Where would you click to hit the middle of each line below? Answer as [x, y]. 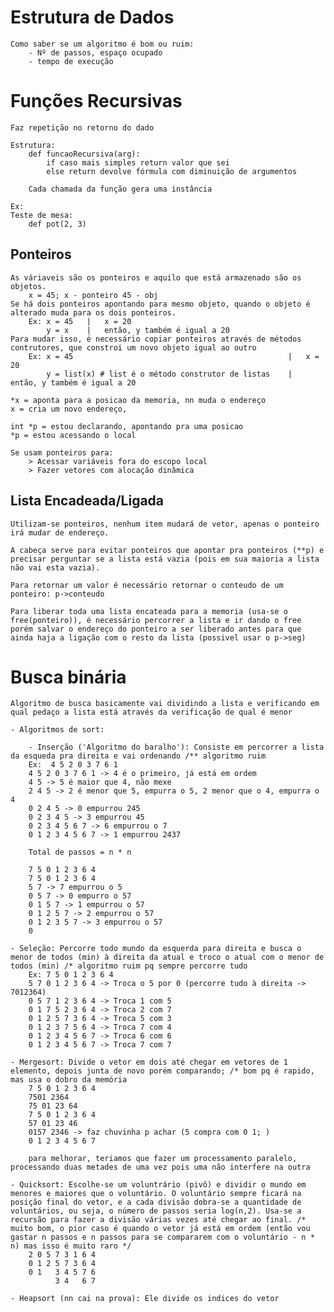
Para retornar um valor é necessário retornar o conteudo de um [147, 585]
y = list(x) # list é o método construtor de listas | [169, 374]
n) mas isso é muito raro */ [71, 1246]
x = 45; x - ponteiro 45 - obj [93, 295]
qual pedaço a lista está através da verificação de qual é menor [151, 712]
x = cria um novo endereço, [69, 409]
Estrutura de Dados [92, 17]
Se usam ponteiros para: [62, 452]
